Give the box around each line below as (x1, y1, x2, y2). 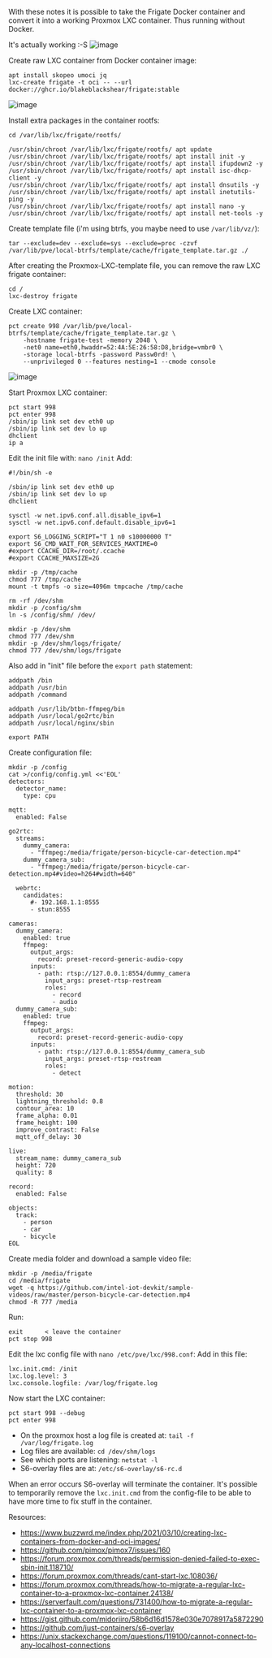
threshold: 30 (15, 1090, 63, 1098)
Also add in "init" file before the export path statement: (8, 661, 193, 670)
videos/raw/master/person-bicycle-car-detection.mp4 (8, 1291, 191, 1299)
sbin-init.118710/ (19, 1563, 74, 1572)
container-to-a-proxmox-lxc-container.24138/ (19, 1588, 174, 1598)
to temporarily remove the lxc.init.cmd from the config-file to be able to (8, 1488, 252, 1497)
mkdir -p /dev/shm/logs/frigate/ (8, 639, 122, 647)
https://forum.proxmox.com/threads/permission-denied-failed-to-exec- (19, 1554, 261, 1563)
